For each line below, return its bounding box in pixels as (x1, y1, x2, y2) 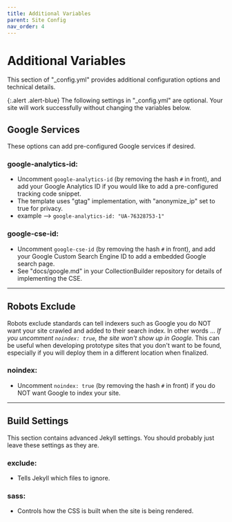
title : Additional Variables (7, 10, 91, 17)
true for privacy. (17, 205, 64, 213)
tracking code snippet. (17, 189, 81, 198)
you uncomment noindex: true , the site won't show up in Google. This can (7, 333, 220, 342)
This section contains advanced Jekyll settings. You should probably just (7, 434, 215, 442)
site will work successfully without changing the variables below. (7, 104, 191, 112)
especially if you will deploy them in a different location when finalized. (7, 348, 209, 357)
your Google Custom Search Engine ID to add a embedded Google (17, 252, 206, 260)
